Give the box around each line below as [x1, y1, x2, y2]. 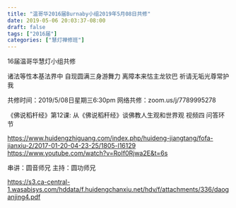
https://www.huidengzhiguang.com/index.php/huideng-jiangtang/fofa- [7, 134, 213, 142]
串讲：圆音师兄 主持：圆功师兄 [7, 163, 96, 172]
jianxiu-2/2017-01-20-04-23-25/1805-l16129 [7, 141, 136, 150]
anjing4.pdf [7, 192, 41, 202]
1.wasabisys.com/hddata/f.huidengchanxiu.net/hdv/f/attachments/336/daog [7, 185, 230, 194]
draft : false [7, 23, 46, 30]
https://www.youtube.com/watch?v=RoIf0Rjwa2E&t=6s [7, 149, 168, 158]
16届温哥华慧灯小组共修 [7, 57, 76, 66]
